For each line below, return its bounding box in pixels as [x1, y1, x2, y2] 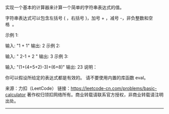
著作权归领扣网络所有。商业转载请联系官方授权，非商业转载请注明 [27, 92, 163, 97]
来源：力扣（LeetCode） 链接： [5, 85, 71, 91]
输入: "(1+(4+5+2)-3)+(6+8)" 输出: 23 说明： [5, 64, 98, 70]
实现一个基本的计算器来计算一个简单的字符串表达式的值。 [5, 5, 124, 10]
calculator [5, 92, 26, 97]
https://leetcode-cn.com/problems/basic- [70, 85, 157, 91]
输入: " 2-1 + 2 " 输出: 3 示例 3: [5, 53, 69, 59]
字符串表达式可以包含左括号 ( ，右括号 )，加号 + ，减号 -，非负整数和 [5, 15, 149, 21]
